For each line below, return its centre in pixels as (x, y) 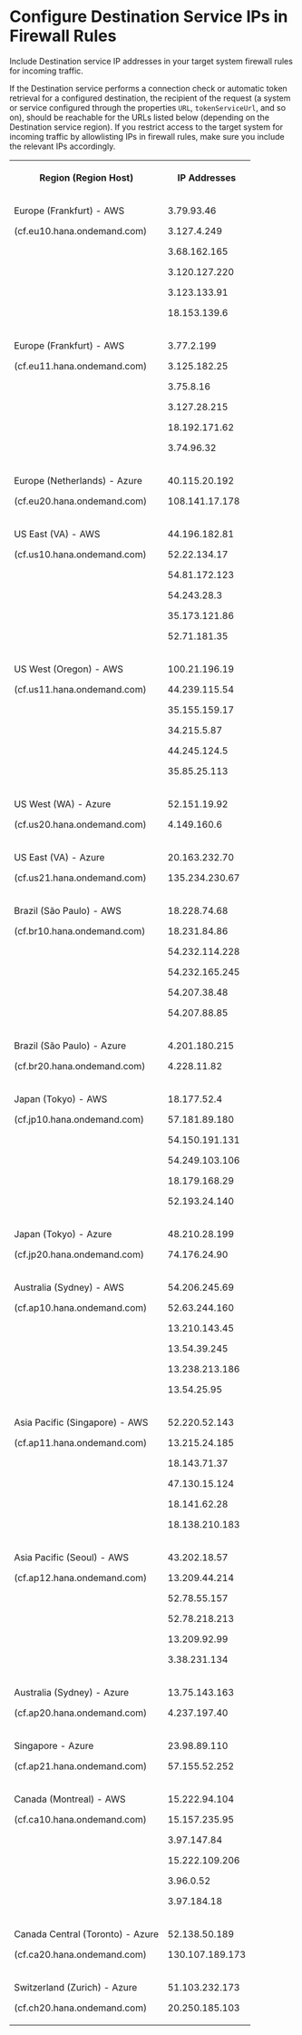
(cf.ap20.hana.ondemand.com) (81, 1713)
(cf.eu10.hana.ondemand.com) (81, 231)
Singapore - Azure (54, 1745)
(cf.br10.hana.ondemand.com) (80, 930)
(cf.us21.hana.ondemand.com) (80, 878)
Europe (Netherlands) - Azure (78, 480)
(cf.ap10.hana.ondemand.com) (81, 1307)
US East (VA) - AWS (57, 534)
